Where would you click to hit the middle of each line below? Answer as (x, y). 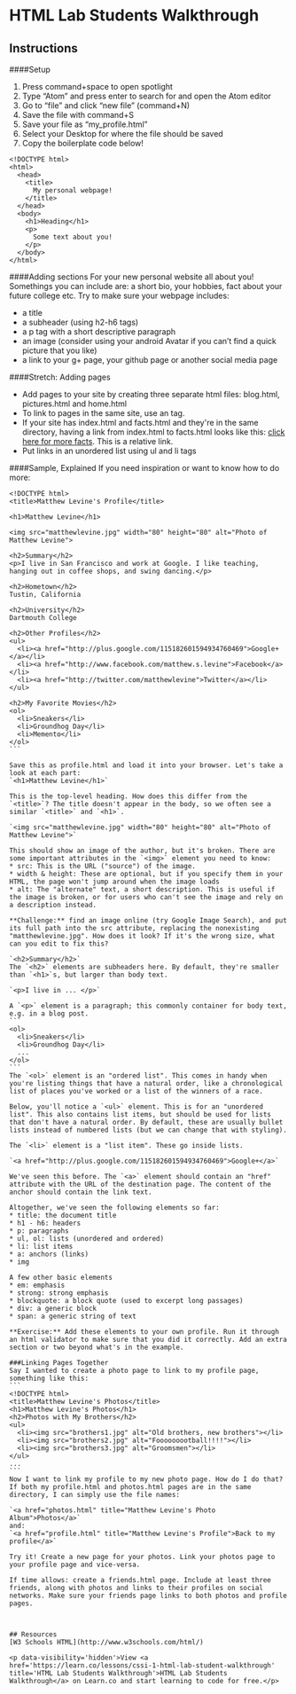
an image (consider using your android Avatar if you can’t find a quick (149, 341)
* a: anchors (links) (49, 1254)
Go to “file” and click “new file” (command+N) (106, 106)
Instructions (43, 48)
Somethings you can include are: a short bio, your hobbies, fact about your (146, 286)
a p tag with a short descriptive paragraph (99, 332)
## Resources (33, 1635)
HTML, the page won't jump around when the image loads (114, 882)
